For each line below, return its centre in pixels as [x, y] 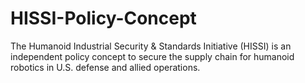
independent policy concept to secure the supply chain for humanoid [152, 56]
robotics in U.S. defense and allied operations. [105, 67]
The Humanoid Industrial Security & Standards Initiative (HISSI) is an [151, 46]
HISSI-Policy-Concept [103, 18]
